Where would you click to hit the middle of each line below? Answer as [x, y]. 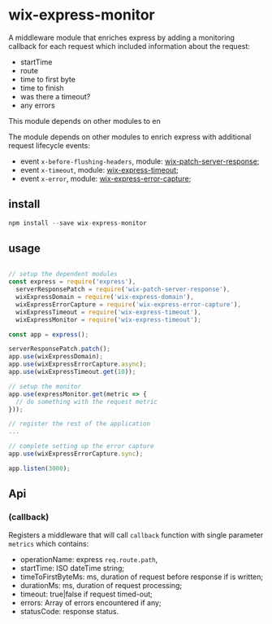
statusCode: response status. [69, 611]
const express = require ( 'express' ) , [72, 282]
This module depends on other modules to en [84, 121]
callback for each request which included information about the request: [129, 46]
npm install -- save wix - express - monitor [78, 223]
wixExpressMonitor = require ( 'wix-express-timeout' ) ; [108, 319]
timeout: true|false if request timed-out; [86, 594]
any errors [37, 105]
